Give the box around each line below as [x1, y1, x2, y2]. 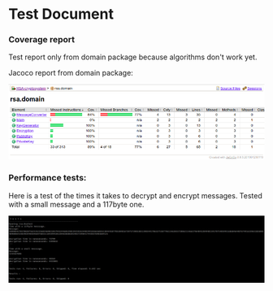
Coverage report [8, 34, 76, 46]
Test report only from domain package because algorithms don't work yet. [8, 52, 258, 62]
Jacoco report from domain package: [8, 68, 134, 78]
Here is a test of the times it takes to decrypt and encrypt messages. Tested [8, 190, 262, 200]
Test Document [8, 5, 114, 24]
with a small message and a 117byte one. [8, 199, 145, 209]
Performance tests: [8, 172, 87, 184]
